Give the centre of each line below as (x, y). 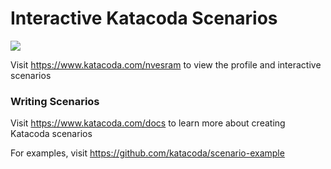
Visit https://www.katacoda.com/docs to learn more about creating (148, 123)
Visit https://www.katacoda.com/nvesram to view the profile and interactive (166, 64)
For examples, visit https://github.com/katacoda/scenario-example (147, 153)
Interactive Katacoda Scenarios (144, 18)
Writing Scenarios (55, 101)
